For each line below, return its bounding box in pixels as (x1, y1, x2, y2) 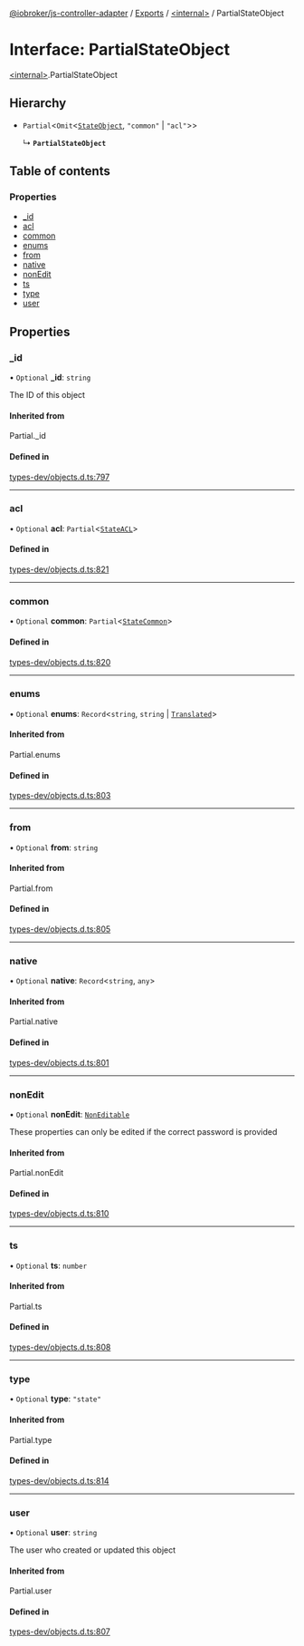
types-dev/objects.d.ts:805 (9, 924, 111, 934)
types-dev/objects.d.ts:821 (9, 564, 109, 575)
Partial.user (9, 1585, 52, 1596)
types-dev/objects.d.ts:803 (9, 790, 111, 801)
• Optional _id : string (9, 372, 91, 383)
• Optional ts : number (9, 1260, 88, 1271)
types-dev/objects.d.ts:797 (9, 471, 110, 482)
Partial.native (9, 1016, 59, 1027)
